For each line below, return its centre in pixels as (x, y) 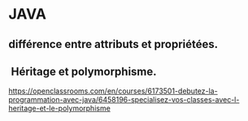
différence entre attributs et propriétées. (113, 44)
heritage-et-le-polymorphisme (60, 108)
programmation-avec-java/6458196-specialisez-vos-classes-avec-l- (124, 100)
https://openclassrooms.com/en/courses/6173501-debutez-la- (113, 91)
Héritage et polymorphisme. (84, 71)
